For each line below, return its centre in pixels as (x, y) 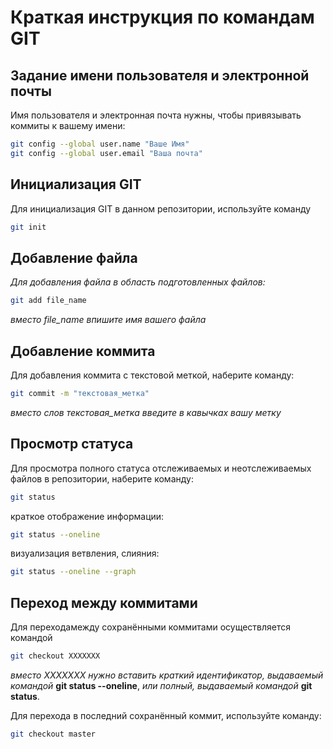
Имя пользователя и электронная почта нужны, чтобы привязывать (156, 115)
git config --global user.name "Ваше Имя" (100, 144)
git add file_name (48, 301)
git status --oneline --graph (73, 572)
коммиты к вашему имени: (68, 125)
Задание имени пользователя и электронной (160, 75)
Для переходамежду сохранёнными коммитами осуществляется (150, 627)
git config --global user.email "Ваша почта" (106, 153)
